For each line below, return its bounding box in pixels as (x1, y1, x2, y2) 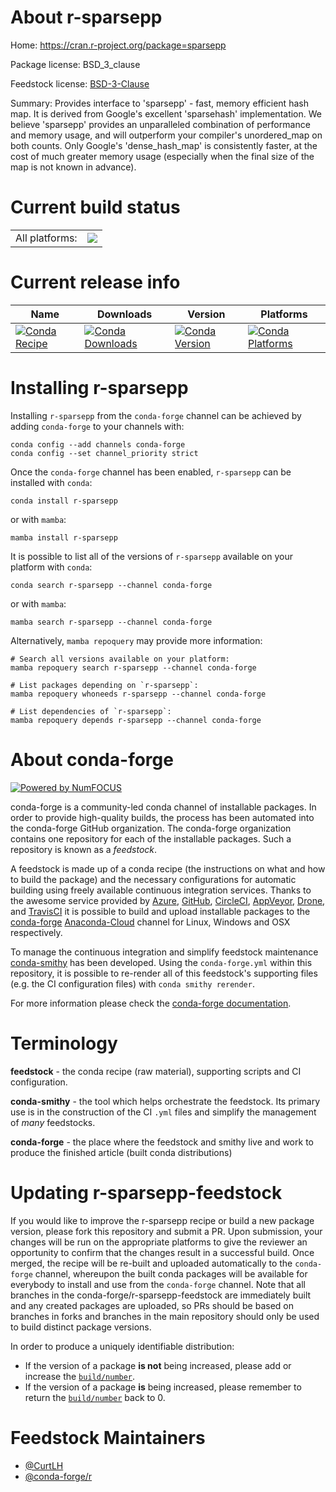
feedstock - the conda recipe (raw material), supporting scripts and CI (10, 1065, 302, 1077)
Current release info (10, 271, 181, 294)
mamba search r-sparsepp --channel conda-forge (10, 617, 213, 627)
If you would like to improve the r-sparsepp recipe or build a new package (10, 1214, 315, 1226)
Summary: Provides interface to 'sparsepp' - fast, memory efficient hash (10, 97, 309, 109)
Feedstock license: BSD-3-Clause (10, 77, 150, 90)
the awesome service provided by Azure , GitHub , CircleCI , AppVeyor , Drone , (10, 894, 326, 906)
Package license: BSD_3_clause (10, 58, 141, 70)
